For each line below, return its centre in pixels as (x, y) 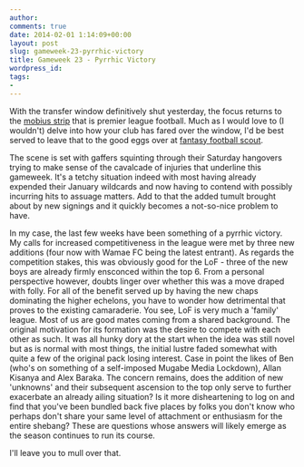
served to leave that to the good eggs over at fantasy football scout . (137, 140)
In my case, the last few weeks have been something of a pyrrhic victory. (146, 233)
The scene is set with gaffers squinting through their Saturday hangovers (146, 157)
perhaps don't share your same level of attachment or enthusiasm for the (146, 416)
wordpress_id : (36, 69)
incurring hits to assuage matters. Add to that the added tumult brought (143, 196)
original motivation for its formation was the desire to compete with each (145, 329)
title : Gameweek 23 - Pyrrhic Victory (83, 60)
